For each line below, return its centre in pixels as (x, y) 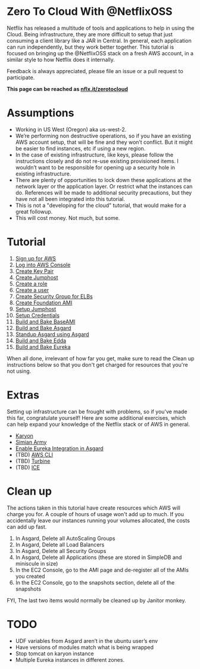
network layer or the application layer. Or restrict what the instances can (104, 186)
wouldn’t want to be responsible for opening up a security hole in (95, 167)
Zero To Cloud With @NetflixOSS (90, 12)
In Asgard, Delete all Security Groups (61, 551)
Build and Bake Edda (41, 340)
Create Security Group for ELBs (54, 296)
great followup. (34, 211)
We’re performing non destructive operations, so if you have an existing (103, 136)
